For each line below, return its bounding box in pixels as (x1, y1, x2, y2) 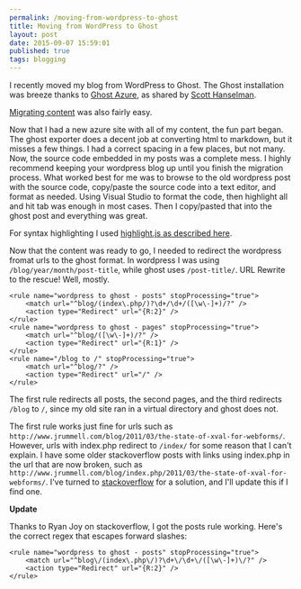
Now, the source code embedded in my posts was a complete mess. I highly (9, 153, 292, 163)
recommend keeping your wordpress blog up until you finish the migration (9, 163, 284, 173)
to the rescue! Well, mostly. (9, 274, 111, 285)
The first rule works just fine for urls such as (9, 421, 173, 431)
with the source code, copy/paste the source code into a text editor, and (9, 182, 277, 192)
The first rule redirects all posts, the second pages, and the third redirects (9, 394, 283, 404)
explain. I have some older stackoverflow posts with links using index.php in (9, 449, 290, 460)
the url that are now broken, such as (9, 459, 144, 469)
